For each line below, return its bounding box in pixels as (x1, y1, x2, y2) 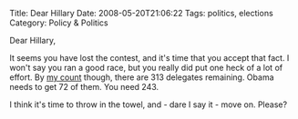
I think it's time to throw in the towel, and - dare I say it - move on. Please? (9, 99, 288, 110)
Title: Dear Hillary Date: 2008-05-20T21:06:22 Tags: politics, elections (9, 8, 273, 18)
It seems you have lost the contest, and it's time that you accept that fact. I (9, 53, 290, 63)
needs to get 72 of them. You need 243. (9, 82, 159, 92)
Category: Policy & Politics (9, 17, 108, 28)
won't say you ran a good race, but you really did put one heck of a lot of (9, 63, 283, 73)
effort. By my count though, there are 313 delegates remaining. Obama (9, 72, 275, 83)
